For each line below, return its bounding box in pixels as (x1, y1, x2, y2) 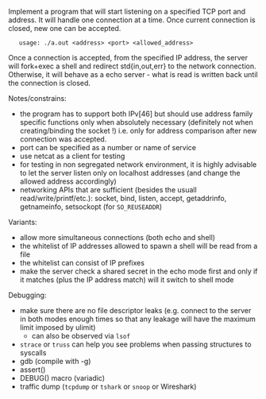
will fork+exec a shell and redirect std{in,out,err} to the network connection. (8, 61, 256, 71)
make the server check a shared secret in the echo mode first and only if (19, 266, 258, 276)
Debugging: (8, 290, 47, 300)
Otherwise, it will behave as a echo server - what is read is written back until (8, 70, 258, 79)
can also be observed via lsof (31, 331, 131, 340)
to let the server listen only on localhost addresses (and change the (19, 169, 241, 177)
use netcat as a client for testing (19, 151, 125, 161)
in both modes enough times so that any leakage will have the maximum (19, 314, 256, 323)
